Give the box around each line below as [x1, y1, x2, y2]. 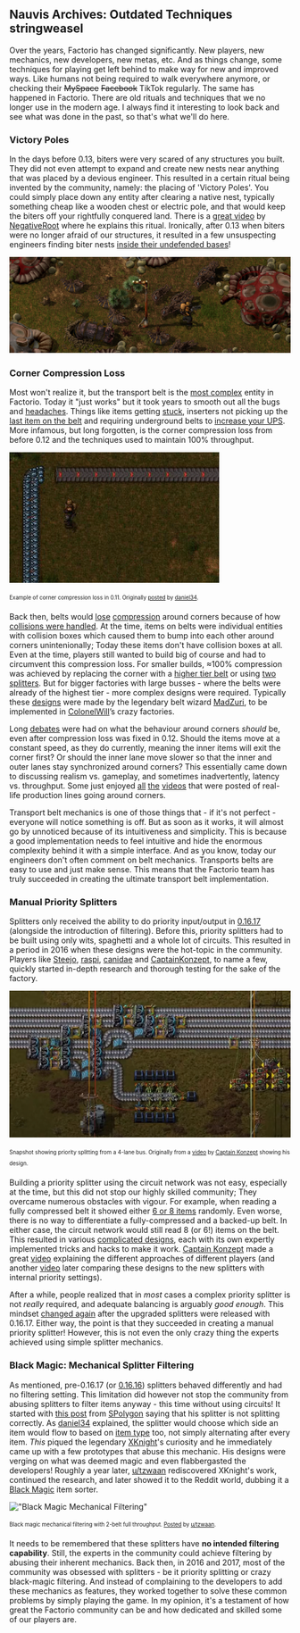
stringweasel [9, 21, 84, 37]
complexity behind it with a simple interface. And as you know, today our [9, 845, 277, 855]
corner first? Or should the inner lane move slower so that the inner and [9, 752, 272, 762]
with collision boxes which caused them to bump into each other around [9, 629, 275, 641]
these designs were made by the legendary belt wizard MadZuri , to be [9, 696, 268, 707]
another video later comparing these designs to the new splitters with [9, 1262, 265, 1273]
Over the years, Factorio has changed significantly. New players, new [9, 45, 265, 55]
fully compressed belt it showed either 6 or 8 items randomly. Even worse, [9, 1205, 283, 1217]
